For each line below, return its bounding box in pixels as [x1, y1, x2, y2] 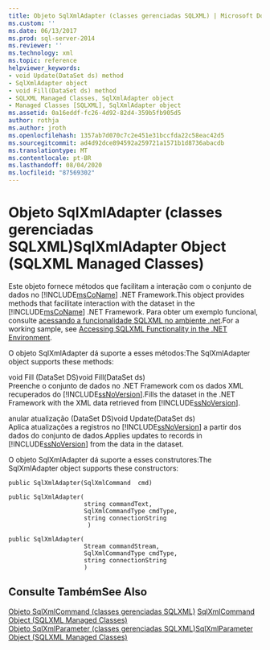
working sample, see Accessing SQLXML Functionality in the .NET [8, 323, 227, 334]
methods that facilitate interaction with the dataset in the [8, 298, 195, 308]
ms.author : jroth [8, 124, 67, 132]
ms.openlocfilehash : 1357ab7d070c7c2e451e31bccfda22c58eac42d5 [8, 131, 225, 139]
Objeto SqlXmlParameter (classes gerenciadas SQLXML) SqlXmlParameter [8, 623, 253, 633]
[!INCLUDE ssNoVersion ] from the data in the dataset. [8, 439, 184, 449]
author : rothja [8, 117, 59, 125]
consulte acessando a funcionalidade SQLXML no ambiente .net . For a [8, 315, 239, 325]
